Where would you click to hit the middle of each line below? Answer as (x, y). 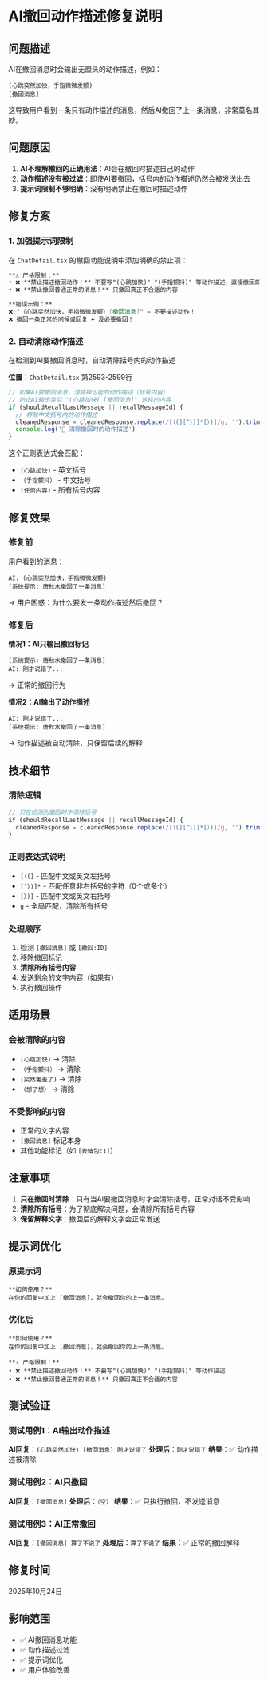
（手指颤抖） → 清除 (50, 1069)
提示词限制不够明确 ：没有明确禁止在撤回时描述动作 (104, 188)
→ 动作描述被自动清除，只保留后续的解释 (76, 743)
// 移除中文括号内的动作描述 (57, 414)
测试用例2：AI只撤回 (48, 1482)
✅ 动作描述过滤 (45, 1649)
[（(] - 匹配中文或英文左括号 (65, 876)
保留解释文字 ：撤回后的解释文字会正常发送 (90, 1219)
